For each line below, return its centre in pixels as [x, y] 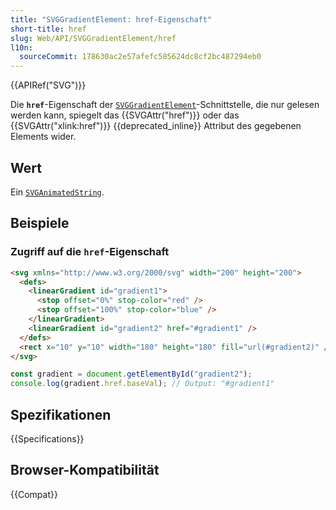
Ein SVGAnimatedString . [57, 192]
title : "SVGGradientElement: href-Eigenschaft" [111, 19]
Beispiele [40, 223]
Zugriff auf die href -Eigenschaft [90, 252]
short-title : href [48, 29]
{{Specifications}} [47, 438]
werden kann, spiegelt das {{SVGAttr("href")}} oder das [125, 115]
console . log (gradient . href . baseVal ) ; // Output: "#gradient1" [142, 384]
